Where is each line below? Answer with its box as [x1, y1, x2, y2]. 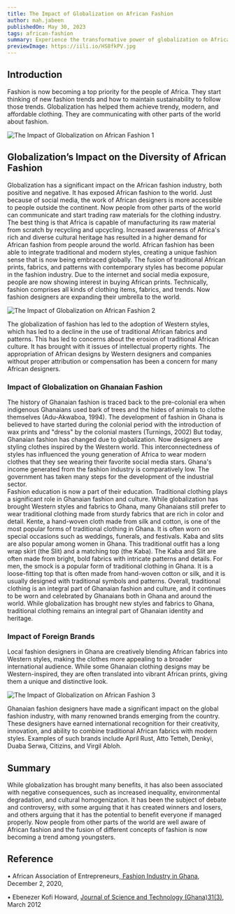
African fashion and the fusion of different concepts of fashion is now [7, 826, 208, 834]
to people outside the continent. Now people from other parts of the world [7, 203, 221, 211]
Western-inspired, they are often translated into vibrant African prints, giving [7, 670, 227, 678]
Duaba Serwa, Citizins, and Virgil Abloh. [7, 741, 122, 751]
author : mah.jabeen [7, 17, 64, 24]
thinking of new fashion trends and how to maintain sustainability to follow [7, 95, 221, 103]
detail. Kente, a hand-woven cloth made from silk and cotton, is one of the [7, 517, 221, 525]
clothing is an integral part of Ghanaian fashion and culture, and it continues [7, 584, 226, 593]
